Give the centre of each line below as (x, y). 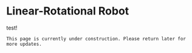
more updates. (24, 44)
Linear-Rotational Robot (68, 11)
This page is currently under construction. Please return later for (96, 39)
